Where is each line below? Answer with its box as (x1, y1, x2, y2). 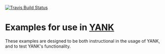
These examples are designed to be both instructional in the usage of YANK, (5, 38, 160, 44)
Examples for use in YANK (5, 22, 114, 33)
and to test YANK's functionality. (5, 43, 71, 49)
